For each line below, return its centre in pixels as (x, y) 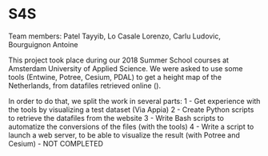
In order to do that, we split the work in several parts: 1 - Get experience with (134, 101)
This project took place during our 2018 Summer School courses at (119, 60)
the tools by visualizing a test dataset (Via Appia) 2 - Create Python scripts (131, 110)
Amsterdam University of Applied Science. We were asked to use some (126, 68)
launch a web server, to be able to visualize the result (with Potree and (124, 135)
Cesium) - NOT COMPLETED (56, 143)
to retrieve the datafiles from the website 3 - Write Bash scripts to (116, 118)
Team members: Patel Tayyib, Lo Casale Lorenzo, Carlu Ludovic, (115, 36)
